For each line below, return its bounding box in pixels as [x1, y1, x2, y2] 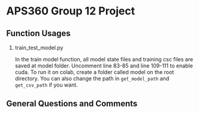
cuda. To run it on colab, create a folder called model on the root [14, 69, 174, 76]
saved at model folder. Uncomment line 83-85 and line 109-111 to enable [14, 62, 193, 69]
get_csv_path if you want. [14, 81, 78, 88]
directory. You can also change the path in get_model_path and [14, 75, 170, 82]
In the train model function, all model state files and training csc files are [14, 56, 194, 63]
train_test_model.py [14, 44, 64, 51]
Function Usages [6, 28, 71, 38]
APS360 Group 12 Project [6, 4, 135, 18]
